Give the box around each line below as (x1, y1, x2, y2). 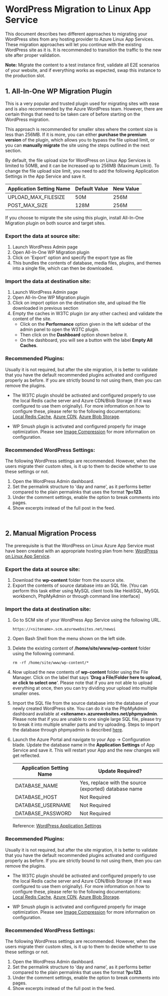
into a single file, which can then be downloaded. (12, 265, 114, 272)
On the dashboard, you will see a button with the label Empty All (19, 337, 153, 343)
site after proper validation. (5, 52, 61, 58)
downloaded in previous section (12, 305, 78, 311)
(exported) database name (79, 786, 142, 793)
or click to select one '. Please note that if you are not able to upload (12, 680, 152, 686)
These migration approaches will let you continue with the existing (5, 41, 141, 47)
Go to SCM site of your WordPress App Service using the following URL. (12, 617, 161, 623)
